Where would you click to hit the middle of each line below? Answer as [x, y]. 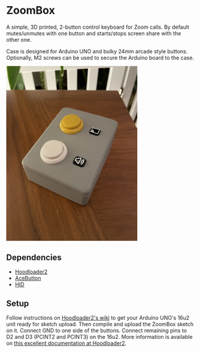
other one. [19, 40]
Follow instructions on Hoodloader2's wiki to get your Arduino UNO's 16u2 [98, 318]
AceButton [28, 278]
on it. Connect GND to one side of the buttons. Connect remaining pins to [97, 330]
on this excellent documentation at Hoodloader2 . [66, 343]
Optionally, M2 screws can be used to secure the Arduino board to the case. [100, 57]
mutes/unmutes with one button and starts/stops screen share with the [94, 33]
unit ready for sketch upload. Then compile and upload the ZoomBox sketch [100, 324]
